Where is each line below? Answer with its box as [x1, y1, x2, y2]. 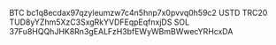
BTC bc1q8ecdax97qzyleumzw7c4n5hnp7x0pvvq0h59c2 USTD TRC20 [9, 8, 268, 18]
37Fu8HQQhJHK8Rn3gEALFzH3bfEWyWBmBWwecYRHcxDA [9, 26, 234, 36]
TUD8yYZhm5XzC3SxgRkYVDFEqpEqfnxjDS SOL [9, 17, 190, 27]
